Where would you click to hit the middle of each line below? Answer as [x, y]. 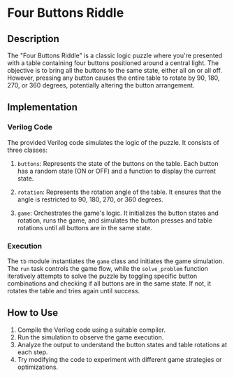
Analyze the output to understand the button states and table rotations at [122, 344]
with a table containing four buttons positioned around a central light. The [113, 63]
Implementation [43, 107]
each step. [32, 352]
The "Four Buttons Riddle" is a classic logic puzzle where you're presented [115, 55]
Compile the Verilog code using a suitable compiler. [92, 330]
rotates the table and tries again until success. [74, 290]
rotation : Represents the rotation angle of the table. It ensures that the [119, 192]
